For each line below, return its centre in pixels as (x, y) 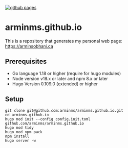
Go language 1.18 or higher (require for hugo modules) (66, 73)
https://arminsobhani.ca (29, 46)
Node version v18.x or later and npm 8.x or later (60, 78)
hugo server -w (21, 140)
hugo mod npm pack (24, 132)
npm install (17, 136)
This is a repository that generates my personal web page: (64, 41)
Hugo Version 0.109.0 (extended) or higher (55, 84)
